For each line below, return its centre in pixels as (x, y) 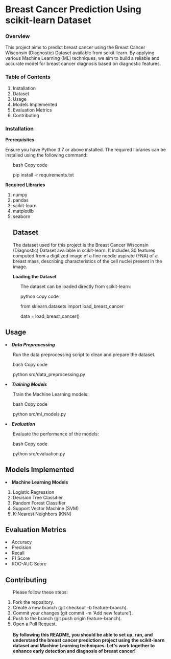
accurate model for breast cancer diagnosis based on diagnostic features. (83, 64)
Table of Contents (28, 77)
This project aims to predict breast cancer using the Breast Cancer (75, 48)
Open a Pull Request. (35, 624)
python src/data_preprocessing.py (49, 374)
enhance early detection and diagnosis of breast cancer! (74, 651)
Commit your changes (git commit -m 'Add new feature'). (73, 613)
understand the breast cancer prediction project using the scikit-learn (89, 640)
